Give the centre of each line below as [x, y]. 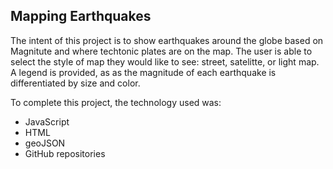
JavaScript [47, 121]
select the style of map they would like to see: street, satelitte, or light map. [165, 61]
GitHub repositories [65, 153]
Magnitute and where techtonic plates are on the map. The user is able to [161, 51]
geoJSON [45, 143]
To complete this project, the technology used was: [116, 102]
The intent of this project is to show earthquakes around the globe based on [167, 40]
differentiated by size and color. [75, 83]
